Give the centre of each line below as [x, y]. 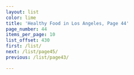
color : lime [21, 18]
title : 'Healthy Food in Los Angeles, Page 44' [68, 23]
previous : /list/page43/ [37, 57]
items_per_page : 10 [31, 35]
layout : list [22, 12]
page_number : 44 [26, 29]
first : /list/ [24, 46]
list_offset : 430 [28, 40]
